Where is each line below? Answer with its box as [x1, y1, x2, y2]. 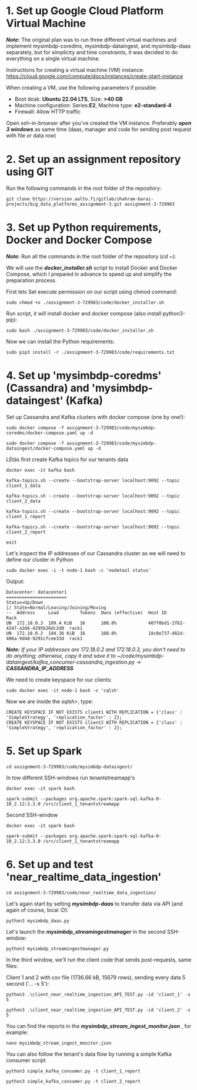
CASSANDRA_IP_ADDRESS [6, 664, 74, 671]
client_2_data [6, 498, 41, 504]
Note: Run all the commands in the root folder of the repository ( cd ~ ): [6, 252, 176, 260]
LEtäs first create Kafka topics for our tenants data [6, 456, 128, 463]
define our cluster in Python [6, 556, 74, 563]
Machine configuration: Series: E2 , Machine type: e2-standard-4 [14, 101, 172, 108]
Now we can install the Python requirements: [6, 338, 115, 345]
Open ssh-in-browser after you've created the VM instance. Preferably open [6, 119, 192, 126]
